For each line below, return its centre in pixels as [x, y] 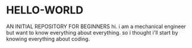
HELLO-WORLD [45, 10]
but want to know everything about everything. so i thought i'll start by [92, 32]
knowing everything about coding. [48, 39]
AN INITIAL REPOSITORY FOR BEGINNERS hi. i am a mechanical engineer [96, 26]
